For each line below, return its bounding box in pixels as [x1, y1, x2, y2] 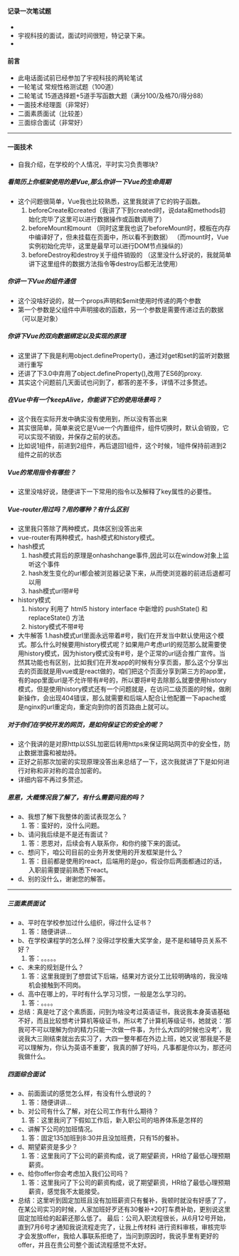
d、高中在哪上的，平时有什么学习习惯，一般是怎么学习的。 [17, 990, 191, 999]
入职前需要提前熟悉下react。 [28, 866, 112, 874]
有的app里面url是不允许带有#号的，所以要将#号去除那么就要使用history [17, 676, 227, 685]
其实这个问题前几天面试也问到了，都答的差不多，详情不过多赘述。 [17, 378, 211, 387]
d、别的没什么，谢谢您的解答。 [17, 874, 110, 884]
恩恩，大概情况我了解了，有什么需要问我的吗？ [7, 792, 144, 802]
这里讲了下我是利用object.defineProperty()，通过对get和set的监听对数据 [17, 351, 230, 359]
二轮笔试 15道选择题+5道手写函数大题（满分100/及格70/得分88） [17, 91, 208, 100]
